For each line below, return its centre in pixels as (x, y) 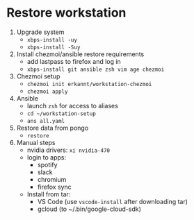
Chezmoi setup (38, 76)
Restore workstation (66, 13)
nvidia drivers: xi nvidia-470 (68, 150)
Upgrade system (40, 32)
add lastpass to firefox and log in (74, 61)
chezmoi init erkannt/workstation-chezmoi (89, 84)
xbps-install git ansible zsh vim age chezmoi (96, 69)
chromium (52, 179)
